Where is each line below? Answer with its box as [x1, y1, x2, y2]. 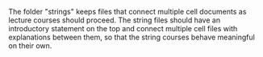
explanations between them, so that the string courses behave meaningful [8, 32, 256, 42]
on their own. [8, 41, 52, 51]
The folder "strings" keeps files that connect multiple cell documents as [8, 7, 247, 16]
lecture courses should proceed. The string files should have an [8, 15, 220, 25]
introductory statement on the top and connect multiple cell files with [8, 24, 238, 33]
